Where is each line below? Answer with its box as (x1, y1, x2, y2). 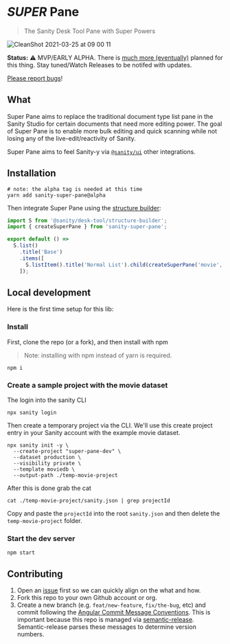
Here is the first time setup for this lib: (7, 305, 114, 313)
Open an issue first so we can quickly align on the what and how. (16, 586, 201, 595)
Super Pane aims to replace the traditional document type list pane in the (7, 112, 214, 120)
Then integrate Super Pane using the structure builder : (7, 203, 161, 212)
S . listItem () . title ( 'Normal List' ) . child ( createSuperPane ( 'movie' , (25, 261, 223, 268)
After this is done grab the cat (7, 484, 91, 492)
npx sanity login (7, 409, 57, 416)
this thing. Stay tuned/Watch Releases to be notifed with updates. (7, 60, 192, 69)
